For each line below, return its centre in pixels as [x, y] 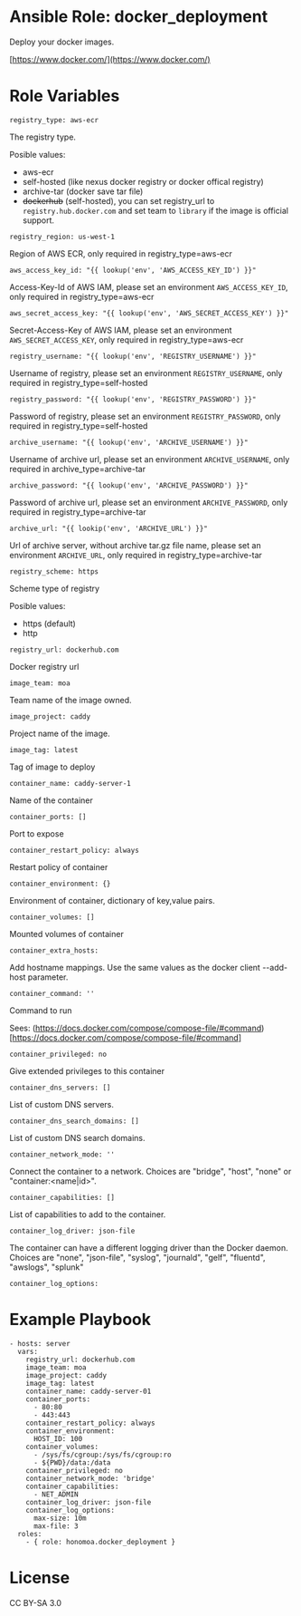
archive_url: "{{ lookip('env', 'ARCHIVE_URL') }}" [108, 528]
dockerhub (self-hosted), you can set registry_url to [118, 200]
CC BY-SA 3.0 [35, 1602]
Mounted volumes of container [66, 934]
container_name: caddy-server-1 [70, 783]
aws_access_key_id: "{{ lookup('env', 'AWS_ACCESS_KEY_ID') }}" [133, 270]
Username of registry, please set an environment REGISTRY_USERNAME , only [146, 373]
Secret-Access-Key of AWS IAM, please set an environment [121, 330]
